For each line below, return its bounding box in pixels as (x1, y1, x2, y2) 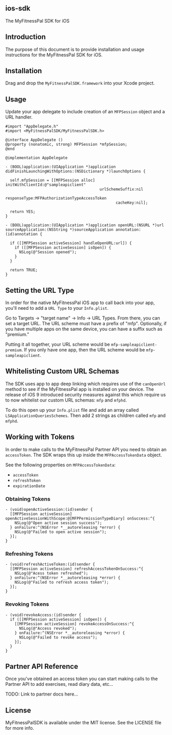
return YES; (10, 209, 36, 214)
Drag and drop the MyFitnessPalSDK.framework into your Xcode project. (5, 80, 155, 86)
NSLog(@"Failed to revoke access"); (18, 634, 98, 640)
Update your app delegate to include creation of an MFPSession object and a (5, 109, 165, 115)
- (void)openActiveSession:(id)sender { (5, 507, 93, 512)
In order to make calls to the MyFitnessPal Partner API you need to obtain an (5, 446, 167, 452)
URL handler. (5, 114, 33, 120)
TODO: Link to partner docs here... (5, 691, 79, 697)
